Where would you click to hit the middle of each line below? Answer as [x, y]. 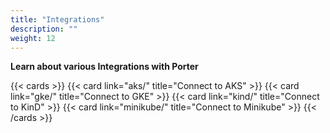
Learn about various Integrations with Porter [104, 67]
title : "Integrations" [57, 19]
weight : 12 [33, 38]
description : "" [44, 29]
